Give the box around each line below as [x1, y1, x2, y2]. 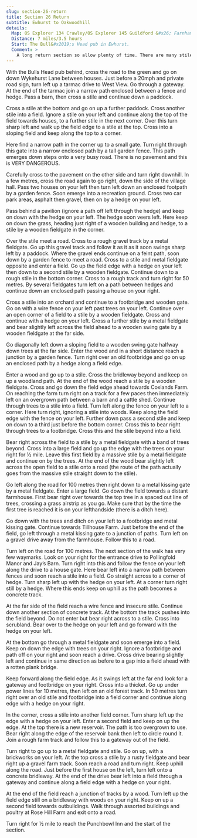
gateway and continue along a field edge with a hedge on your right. [6, 778, 171, 786]
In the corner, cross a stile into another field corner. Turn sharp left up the [6, 711, 184, 718]
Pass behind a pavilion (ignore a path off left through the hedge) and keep [6, 207, 185, 214]
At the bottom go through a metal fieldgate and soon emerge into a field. [6, 639, 181, 646]
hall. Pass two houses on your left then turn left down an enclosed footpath [6, 183, 188, 191]
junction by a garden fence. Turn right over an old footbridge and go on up [6, 353, 186, 361]
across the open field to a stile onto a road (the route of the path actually [6, 463, 181, 470]
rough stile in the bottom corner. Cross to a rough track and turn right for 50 [6, 274, 189, 281]
